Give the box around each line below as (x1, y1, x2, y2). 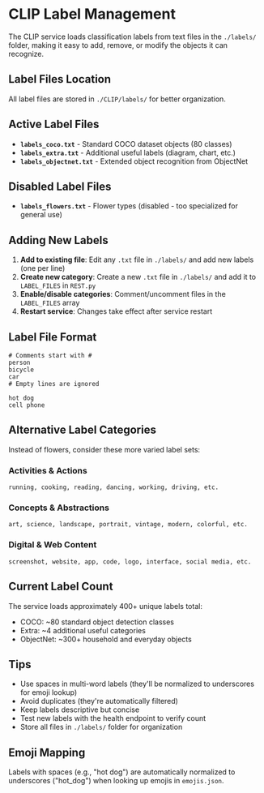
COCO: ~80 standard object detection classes (19, 617, 175, 627)
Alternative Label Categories (8, 423, 156, 437)
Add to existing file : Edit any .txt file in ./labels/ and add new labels (19, 255, 254, 264)
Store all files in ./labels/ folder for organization (19, 722, 183, 732)
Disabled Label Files (8, 179, 112, 193)
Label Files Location (8, 72, 112, 86)
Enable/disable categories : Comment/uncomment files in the (19, 289, 227, 299)
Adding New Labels (8, 233, 109, 247)
